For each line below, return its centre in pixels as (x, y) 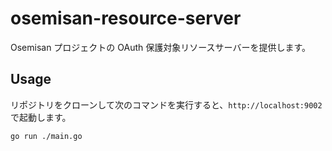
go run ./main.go (46, 136)
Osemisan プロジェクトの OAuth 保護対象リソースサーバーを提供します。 (161, 47)
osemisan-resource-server (126, 18)
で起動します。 (41, 117)
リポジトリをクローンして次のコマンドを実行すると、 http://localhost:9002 (166, 104)
